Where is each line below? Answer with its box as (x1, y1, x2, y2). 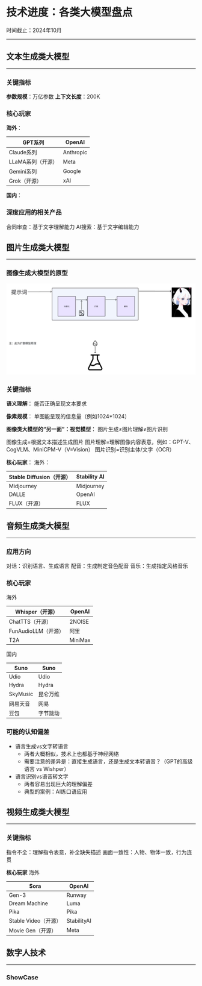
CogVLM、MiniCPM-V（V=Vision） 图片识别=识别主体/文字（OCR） (6, 446, 176, 453)
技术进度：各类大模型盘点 (6, 5, 133, 19)
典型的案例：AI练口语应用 (23, 788, 88, 795)
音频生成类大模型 (6, 521, 70, 531)
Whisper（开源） (14, 608, 58, 615)
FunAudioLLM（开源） (8, 627, 65, 635)
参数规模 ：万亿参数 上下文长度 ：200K (6, 93, 100, 100)
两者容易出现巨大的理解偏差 (23, 780, 93, 787)
